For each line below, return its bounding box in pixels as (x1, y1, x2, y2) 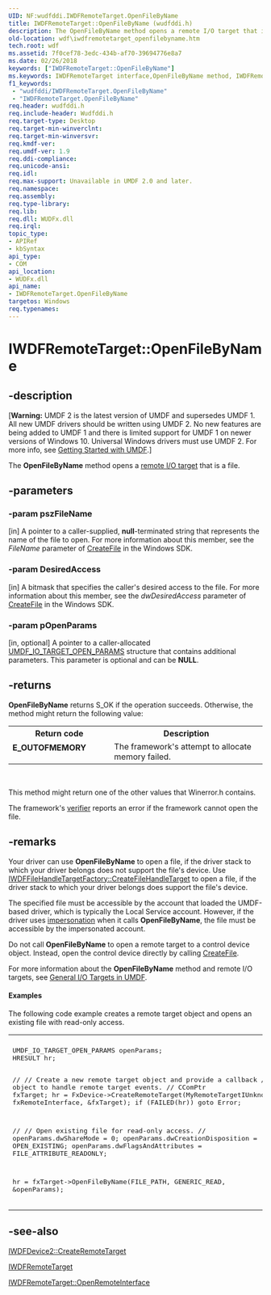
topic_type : (8, 230, 48, 238)
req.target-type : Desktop (8, 117, 95, 125)
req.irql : (8, 222, 42, 230)
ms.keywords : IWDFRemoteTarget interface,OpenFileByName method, (8, 72, 232, 80)
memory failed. (114, 751, 171, 762)
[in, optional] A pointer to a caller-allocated (8, 638, 151, 647)
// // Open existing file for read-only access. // (12, 1126, 206, 1135)
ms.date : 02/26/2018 (8, 57, 78, 65)
